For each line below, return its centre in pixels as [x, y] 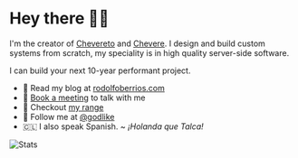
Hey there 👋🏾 [59, 19]
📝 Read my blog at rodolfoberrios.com [93, 88]
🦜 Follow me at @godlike [68, 116]
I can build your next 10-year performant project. [100, 70]
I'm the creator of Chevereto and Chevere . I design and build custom [137, 43]
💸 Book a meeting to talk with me [84, 98]
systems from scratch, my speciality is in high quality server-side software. [149, 52]
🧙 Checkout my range [63, 107]
